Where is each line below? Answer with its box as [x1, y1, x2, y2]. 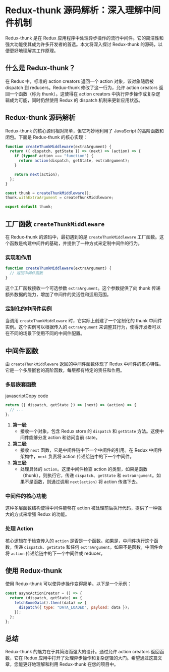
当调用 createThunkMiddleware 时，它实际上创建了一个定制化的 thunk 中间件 [5, 318, 162, 324]
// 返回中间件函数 [10, 271, 43, 276]
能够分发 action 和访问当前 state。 [29, 434, 100, 440]
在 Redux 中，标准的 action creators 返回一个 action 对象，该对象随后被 [5, 78, 154, 84]
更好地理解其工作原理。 [9, 47, 59, 54]
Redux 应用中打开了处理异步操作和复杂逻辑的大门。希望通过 [24, 655, 149, 661]
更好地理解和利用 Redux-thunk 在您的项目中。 [22, 661, 119, 667]
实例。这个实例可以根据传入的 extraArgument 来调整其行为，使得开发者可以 [5, 324, 161, 330]
